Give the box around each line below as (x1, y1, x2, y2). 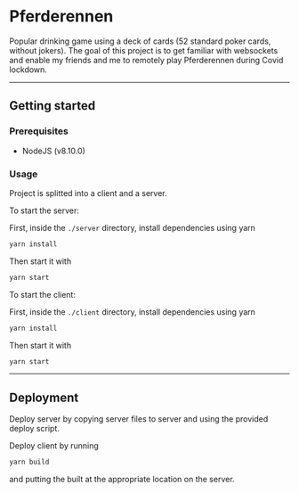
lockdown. (9, 64, 47, 75)
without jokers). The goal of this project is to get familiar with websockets (9, 45, 279, 55)
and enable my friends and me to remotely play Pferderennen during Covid (9, 54, 284, 65)
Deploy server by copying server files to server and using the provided (9, 414, 269, 424)
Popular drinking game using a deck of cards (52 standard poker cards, (9, 36, 271, 46)
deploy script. (9, 423, 60, 434)
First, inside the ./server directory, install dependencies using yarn (9, 222, 256, 233)
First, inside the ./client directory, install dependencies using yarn (9, 306, 256, 317)
